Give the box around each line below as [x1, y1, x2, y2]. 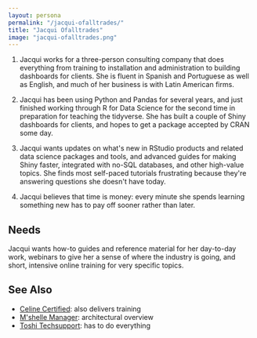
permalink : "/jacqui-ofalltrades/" [8, 19, 125, 27]
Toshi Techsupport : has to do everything [19, 321, 151, 330]
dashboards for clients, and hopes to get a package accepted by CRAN [19, 120, 250, 129]
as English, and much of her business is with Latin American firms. [19, 80, 235, 89]
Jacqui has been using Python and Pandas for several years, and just [19, 95, 243, 104]
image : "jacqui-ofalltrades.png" [8, 33, 118, 42]
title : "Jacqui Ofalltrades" [8, 26, 103, 34]
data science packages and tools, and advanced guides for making [19, 152, 237, 162]
